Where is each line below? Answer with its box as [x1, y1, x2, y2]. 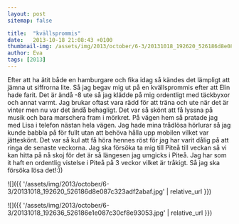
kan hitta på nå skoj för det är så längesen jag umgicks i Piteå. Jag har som [7, 150, 227, 159]
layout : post [7, 10, 46, 18]
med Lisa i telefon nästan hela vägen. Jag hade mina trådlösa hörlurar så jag [7, 121, 231, 129]
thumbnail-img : [7, 43, 53, 50]
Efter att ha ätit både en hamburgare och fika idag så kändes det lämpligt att [7, 75, 230, 84]
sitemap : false [7, 17, 53, 24]
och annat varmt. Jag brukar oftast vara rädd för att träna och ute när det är [7, 98, 229, 106]
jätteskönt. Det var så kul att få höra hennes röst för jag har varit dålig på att [7, 135, 229, 144]
